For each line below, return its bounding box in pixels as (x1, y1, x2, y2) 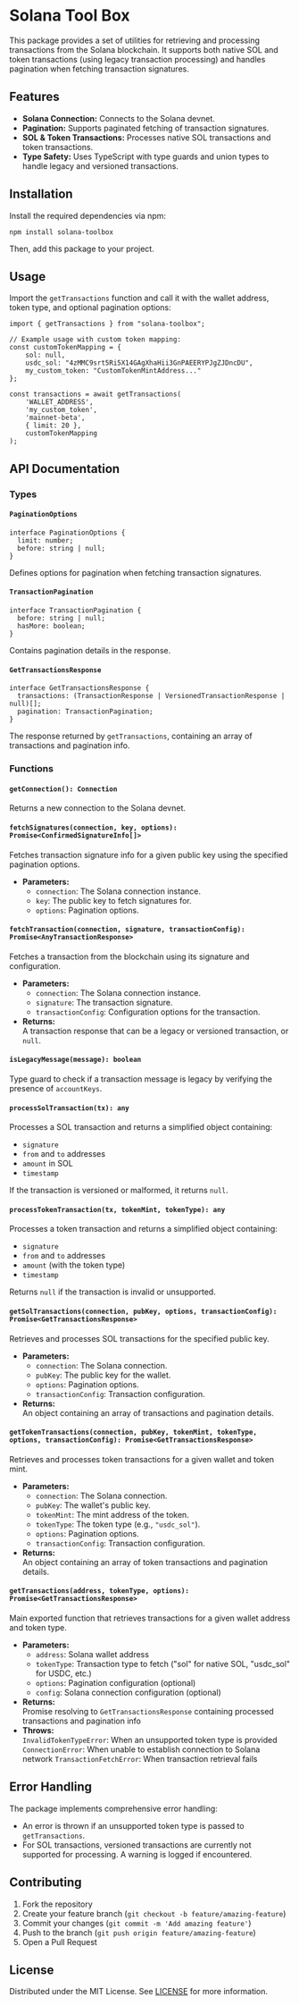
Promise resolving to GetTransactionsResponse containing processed (21, 1706, 274, 1717)
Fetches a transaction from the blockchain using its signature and (9, 951, 250, 962)
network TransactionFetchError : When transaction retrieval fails (21, 1754, 258, 1765)
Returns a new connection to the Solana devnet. (9, 803, 186, 813)
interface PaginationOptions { (9, 528, 126, 537)
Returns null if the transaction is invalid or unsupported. (9, 1286, 216, 1297)
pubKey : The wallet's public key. (35, 1499, 151, 1511)
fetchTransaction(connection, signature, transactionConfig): (9, 925, 245, 934)
